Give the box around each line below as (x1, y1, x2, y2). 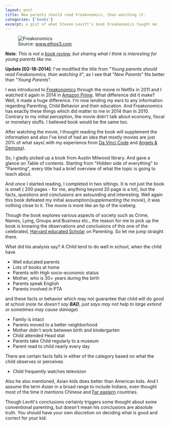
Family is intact (12, 316, 44, 322)
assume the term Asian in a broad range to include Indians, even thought (5, 384, 157, 390)
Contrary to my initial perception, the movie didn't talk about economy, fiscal (5, 114, 165, 120)
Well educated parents (12, 259, 60, 265)
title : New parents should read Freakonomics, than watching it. (5, 12, 146, 17)
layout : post (5, 7, 33, 13)
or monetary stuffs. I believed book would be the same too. (5, 119, 129, 125)
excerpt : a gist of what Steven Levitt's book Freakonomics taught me (5, 21, 157, 27)
